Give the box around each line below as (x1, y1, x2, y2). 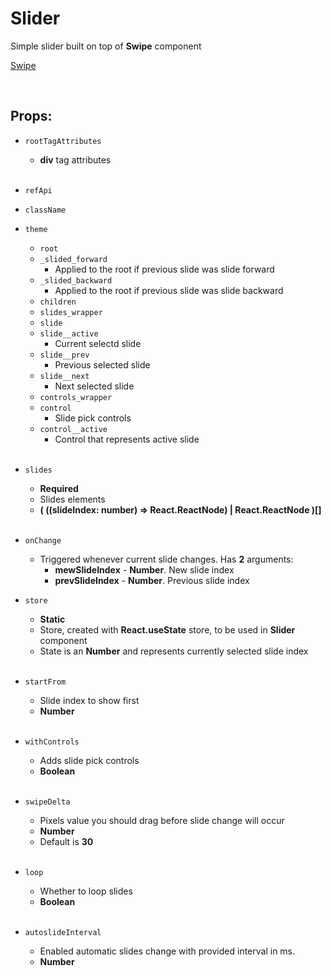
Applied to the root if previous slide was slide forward (54, 263, 275, 275)
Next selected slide (54, 380, 135, 392)
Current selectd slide (54, 337, 142, 349)
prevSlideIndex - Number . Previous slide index (54, 574, 250, 586)
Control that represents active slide (54, 433, 200, 445)
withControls (24, 737, 80, 747)
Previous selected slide (54, 358, 151, 371)
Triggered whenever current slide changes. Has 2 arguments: (39, 553, 294, 565)
